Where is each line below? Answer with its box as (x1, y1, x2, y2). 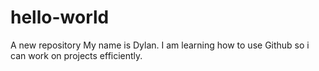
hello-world (10, 6, 110, 29)
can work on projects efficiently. (10, 49, 143, 61)
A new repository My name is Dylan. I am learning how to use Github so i (10, 39, 310, 51)
